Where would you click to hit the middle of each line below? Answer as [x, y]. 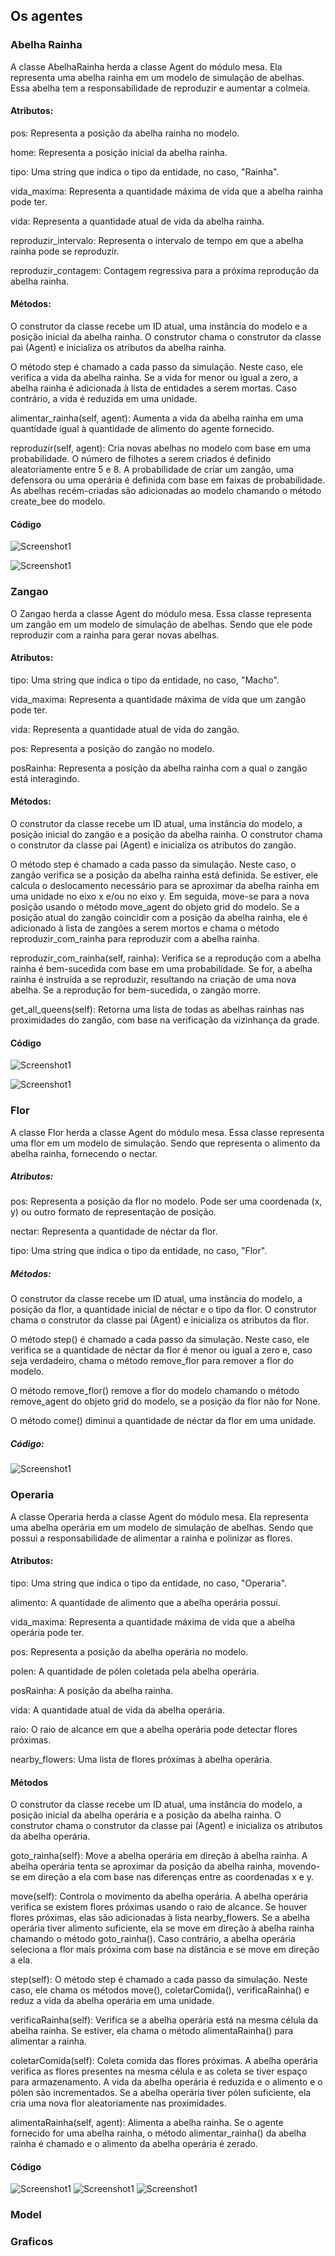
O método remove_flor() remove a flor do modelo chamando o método [155, 1391]
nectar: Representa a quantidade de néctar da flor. [114, 1231]
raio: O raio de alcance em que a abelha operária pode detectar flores [154, 1729]
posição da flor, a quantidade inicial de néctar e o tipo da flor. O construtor [164, 1310]
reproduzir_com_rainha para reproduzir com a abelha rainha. [135, 938]
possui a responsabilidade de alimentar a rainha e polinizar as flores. [151, 1538]
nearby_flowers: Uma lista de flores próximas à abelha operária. [141, 1759]
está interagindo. [45, 778]
